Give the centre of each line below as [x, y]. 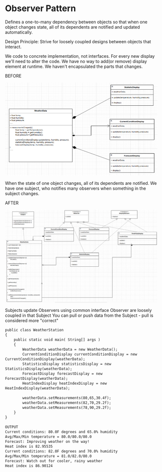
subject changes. [22, 194]
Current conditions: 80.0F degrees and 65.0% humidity [61, 432]
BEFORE [13, 76]
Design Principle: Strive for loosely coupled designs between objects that [78, 41]
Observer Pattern [41, 8]
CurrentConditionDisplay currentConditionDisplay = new [80, 354]
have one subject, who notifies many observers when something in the [75, 188]
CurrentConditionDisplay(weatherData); [45, 359]
